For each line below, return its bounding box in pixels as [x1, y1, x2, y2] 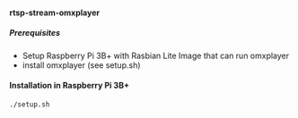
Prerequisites [9, 28, 61, 38]
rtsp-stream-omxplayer [9, 7, 101, 18]
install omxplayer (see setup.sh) [22, 59, 141, 71]
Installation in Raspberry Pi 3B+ [9, 80, 130, 91]
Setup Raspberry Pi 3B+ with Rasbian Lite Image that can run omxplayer [22, 50, 290, 61]
